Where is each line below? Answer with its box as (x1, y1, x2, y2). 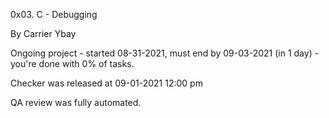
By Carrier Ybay (10, 28, 77, 39)
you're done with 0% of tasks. (10, 58, 135, 69)
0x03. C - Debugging (10, 9, 98, 20)
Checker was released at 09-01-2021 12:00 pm (10, 77, 203, 89)
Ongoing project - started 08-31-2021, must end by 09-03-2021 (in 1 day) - (10, 47, 320, 59)
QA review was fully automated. (10, 97, 142, 108)
